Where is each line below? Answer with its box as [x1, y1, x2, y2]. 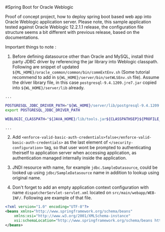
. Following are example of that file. [21, 195, 92, 201]
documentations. [5, 34, 39, 40]
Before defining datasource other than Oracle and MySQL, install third [12, 53, 154, 59]
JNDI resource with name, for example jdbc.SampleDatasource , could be [12, 164, 158, 171]
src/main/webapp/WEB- [112, 191, 157, 196]
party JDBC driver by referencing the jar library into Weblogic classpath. [12, 59, 159, 64]
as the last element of [64, 139, 108, 145]
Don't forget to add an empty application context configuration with [12, 184, 149, 190]
